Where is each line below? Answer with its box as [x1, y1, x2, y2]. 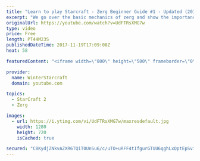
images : [6, 113, 26, 119]
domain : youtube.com [11, 80, 62, 86]
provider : [6, 69, 31, 75]
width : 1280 [17, 123, 46, 130]
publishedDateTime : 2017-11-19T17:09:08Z [6, 42, 111, 48]
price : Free [6, 31, 36, 37]
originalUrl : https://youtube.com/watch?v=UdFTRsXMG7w [6, 20, 145, 26]
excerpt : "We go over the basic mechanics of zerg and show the [6, 14, 169, 20]
